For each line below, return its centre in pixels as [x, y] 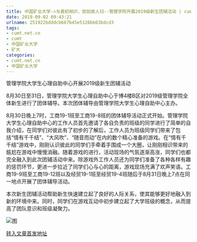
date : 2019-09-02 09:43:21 [39, 17]
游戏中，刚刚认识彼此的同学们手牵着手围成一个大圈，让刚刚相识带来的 [103, 145]
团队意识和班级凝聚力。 [45, 209]
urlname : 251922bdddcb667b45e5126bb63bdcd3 [60, 22]
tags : [13, 28]
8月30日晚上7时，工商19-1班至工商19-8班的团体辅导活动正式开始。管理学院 [97, 115]
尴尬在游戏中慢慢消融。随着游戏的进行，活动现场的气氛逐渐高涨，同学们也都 [98, 152]
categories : [21, 55]
